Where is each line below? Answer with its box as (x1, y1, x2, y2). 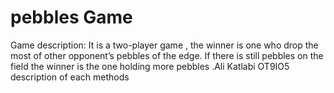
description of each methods (10, 71, 130, 83)
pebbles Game (10, 6, 133, 29)
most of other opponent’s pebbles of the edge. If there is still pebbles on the (10, 49, 324, 61)
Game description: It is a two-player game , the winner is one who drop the (10, 39, 319, 51)
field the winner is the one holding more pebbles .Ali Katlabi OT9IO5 (10, 60, 290, 72)
